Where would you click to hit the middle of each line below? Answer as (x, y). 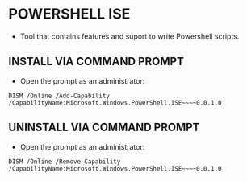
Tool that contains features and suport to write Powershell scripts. (130, 36)
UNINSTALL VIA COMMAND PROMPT (104, 128)
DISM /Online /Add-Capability (59, 96)
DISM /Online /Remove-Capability (65, 162)
